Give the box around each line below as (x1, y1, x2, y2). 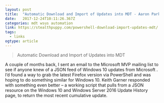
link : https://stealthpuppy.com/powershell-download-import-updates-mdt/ (5, 25, 159, 30)
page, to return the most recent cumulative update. (5, 92, 108, 98)
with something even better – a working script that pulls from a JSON (5, 82, 144, 88)
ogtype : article (5, 39, 38, 44)
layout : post (5, 7, 32, 12)
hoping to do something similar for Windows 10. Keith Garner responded (5, 77, 150, 83)
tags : (5, 30, 16, 34)
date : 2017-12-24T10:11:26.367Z (5, 16, 76, 21)
